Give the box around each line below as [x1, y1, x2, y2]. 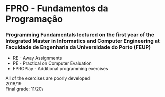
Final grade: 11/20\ [5, 86, 44, 92]
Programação [5, 13, 63, 25]
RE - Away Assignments [12, 55, 62, 61]
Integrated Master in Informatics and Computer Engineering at [5, 38, 160, 45]
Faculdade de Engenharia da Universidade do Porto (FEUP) [5, 44, 151, 51]
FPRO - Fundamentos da [5, 3, 109, 14]
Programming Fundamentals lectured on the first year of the [5, 31, 154, 38]
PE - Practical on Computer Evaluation [12, 60, 92, 66]
